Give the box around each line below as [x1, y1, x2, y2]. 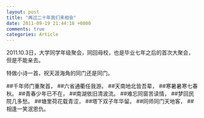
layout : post [6, 9, 40, 15]
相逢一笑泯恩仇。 [6, 105, 49, 113]
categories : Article [6, 32, 59, 38]
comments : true [6, 26, 45, 32]
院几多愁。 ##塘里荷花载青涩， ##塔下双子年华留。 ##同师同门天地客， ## [6, 98, 194, 105]
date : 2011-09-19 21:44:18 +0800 [6, 20, 91, 26]
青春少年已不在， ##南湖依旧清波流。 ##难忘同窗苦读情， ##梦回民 [25, 90, 194, 97]
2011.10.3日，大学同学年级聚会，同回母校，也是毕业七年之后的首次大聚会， [6, 49, 194, 57]
